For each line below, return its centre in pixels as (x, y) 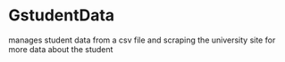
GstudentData (62, 15)
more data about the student (61, 49)
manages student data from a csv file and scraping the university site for (142, 40)
